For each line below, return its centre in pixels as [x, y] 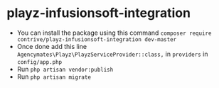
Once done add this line [52, 46]
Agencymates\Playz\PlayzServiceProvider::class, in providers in [112, 54]
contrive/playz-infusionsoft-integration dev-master [97, 39]
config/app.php [39, 62]
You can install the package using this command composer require [114, 33]
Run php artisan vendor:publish [65, 69]
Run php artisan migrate [54, 77]
